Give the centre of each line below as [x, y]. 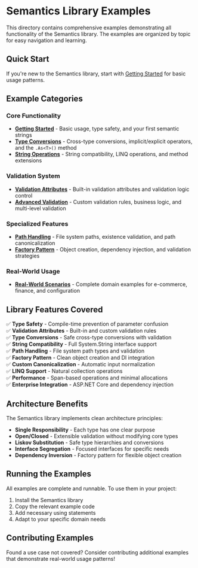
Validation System [33, 176]
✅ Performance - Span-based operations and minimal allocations [87, 378]
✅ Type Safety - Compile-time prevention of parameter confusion [87, 324]
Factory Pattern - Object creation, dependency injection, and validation [103, 250]
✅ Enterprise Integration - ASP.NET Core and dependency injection [90, 385]
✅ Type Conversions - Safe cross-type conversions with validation [89, 338]
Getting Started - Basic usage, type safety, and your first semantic [97, 129]
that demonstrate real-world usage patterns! [61, 558]
